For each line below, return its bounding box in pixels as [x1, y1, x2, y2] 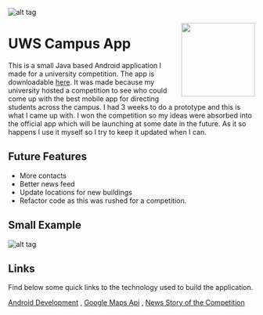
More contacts [19, 171, 67, 180]
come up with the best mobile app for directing [8, 94, 160, 103]
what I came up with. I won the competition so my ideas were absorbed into [8, 110, 253, 120]
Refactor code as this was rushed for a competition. [19, 196, 187, 205]
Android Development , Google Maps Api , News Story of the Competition [8, 298, 245, 307]
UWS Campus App [8, 35, 131, 52]
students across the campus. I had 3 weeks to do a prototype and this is [8, 102, 241, 111]
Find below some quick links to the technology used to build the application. [8, 283, 254, 292]
